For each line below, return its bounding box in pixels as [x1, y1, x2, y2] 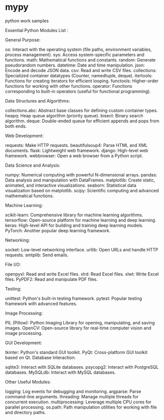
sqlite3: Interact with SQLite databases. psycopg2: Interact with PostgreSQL [5, 364, 159, 370]
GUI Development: [5, 340, 42, 346]
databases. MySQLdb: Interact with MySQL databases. [5, 369, 116, 375]
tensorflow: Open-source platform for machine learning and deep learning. [5, 217, 157, 223]
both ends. [5, 123, 27, 129]
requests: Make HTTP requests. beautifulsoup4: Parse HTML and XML [5, 142, 148, 148]
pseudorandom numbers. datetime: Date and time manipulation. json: [5, 62, 145, 68]
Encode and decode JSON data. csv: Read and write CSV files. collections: [5, 67, 157, 73]
